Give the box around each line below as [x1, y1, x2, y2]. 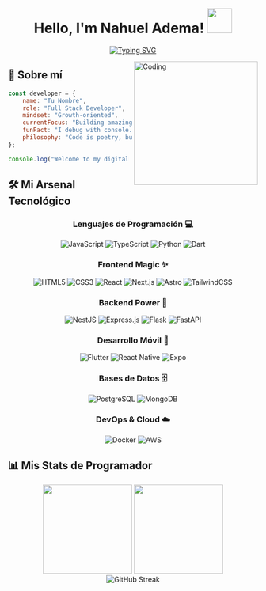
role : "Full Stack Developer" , [22, 104, 126, 112]
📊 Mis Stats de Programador [8, 459, 153, 472]
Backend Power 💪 [98, 297, 168, 308]
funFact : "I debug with [22, 127, 101, 134]
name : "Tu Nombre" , [22, 97, 87, 104]
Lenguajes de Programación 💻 [72, 218, 194, 229]
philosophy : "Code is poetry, [22, 134, 123, 142]
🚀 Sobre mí [8, 68, 63, 82]
